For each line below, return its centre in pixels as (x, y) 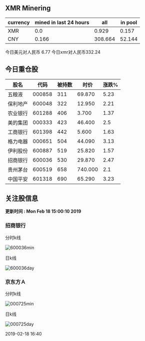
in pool (129, 22)
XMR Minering (28, 8)
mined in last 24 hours (62, 22)
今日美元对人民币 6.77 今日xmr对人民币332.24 (53, 52)
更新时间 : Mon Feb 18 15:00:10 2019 (43, 211)
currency (19, 22)
